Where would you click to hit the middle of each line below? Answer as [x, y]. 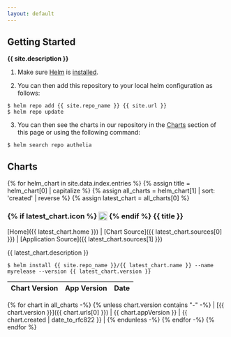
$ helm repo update [36, 112]
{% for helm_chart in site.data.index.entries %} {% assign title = [99, 184]
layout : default [31, 14]
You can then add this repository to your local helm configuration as [115, 86]
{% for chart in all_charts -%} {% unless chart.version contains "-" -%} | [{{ [116, 305]
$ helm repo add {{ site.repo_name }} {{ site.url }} [87, 106]
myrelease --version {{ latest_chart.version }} [79, 271]
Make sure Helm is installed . [58, 72]
